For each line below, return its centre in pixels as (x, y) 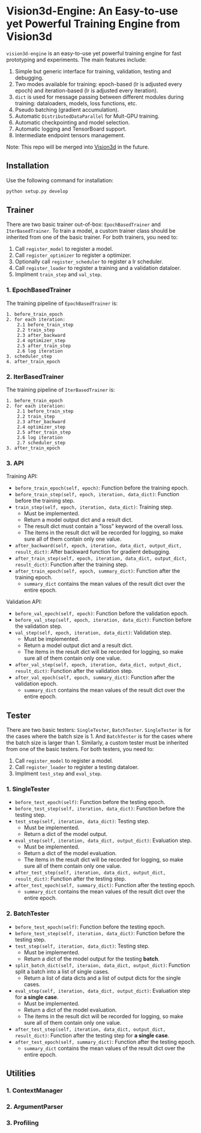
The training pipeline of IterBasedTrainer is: (61, 390)
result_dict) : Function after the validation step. (74, 671)
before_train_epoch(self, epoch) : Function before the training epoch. (102, 488)
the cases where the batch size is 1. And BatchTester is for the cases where (100, 736)
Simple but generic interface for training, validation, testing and (93, 71)
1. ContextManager (34, 1091)
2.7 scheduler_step (41, 443)
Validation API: (24, 602)
